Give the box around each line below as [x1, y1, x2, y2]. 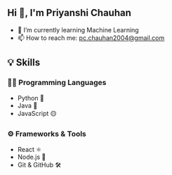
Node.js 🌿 [17, 153, 46, 161]
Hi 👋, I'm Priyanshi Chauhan [7, 7, 131, 19]
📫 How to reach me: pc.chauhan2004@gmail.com [17, 33, 165, 42]
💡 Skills [7, 57, 41, 69]
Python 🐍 [17, 93, 44, 102]
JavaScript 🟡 [17, 109, 57, 117]
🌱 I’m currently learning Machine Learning [17, 25, 139, 34]
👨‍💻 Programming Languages [7, 78, 107, 88]
